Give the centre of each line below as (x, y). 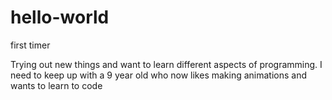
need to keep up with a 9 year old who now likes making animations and (159, 75)
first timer (30, 45)
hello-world (60, 17)
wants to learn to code (56, 85)
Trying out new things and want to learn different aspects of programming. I (166, 64)
